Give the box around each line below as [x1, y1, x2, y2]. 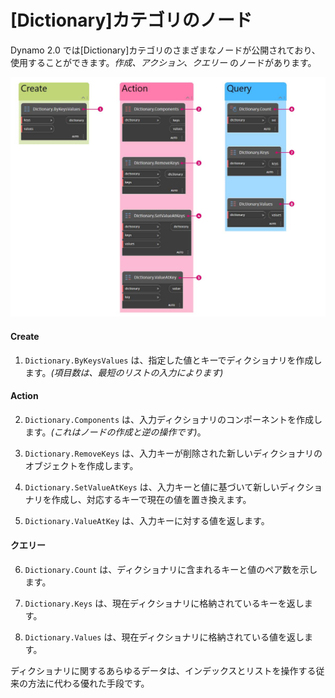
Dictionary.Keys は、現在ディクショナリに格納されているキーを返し [24, 597, 305, 609]
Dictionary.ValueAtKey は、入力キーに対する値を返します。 [24, 514, 270, 526]
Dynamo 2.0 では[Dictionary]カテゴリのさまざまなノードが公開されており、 [10, 44, 321, 56]
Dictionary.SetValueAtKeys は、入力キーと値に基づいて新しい [24, 481, 280, 493]
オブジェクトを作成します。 [24, 459, 139, 471]
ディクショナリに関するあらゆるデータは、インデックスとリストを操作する [10, 664, 317, 676]
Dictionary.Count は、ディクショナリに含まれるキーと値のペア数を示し [24, 563, 318, 575]
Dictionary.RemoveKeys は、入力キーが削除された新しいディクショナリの [24, 447, 323, 459]
